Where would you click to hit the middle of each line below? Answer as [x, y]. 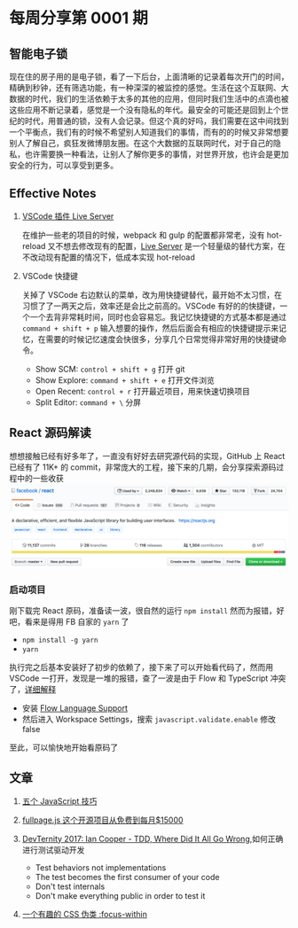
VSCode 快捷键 [50, 276]
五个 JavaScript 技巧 [59, 801]
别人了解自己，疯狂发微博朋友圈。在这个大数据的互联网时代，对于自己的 [141, 143]
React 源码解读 [50, 433]
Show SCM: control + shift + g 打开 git [110, 369]
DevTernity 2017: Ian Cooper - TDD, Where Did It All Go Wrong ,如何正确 [153, 838]
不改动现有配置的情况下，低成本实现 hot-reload [108, 257]
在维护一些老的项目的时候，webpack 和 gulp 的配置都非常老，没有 [143, 235]
